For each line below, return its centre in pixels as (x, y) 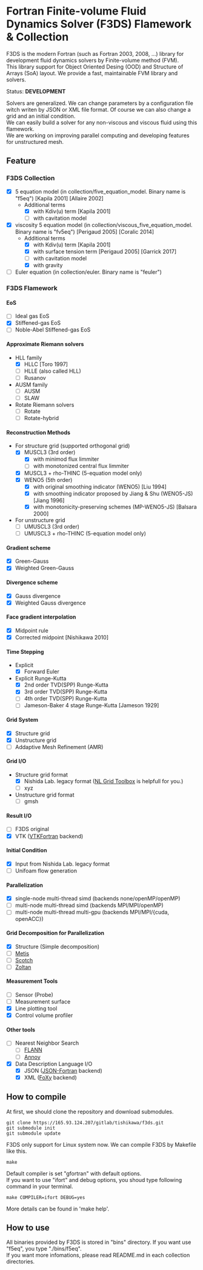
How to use (28, 1228)
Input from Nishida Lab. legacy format (62, 864)
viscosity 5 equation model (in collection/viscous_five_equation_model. (104, 225)
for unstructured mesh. (35, 141)
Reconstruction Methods (38, 432)
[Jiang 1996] (49, 500)
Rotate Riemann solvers (45, 405)
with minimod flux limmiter (66, 459)
